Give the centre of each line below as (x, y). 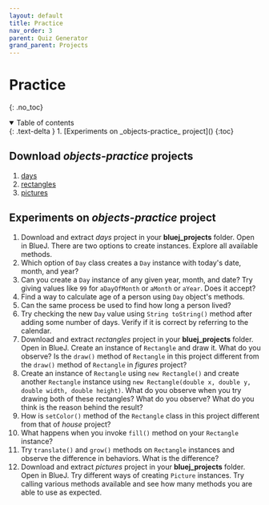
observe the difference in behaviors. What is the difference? (120, 458)
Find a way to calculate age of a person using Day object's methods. (132, 296)
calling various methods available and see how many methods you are (137, 483)
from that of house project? (66, 424)
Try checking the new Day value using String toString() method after (137, 314)
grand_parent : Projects (49, 46)
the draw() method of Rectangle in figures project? (104, 364)
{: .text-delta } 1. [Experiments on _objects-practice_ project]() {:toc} (122, 131)
